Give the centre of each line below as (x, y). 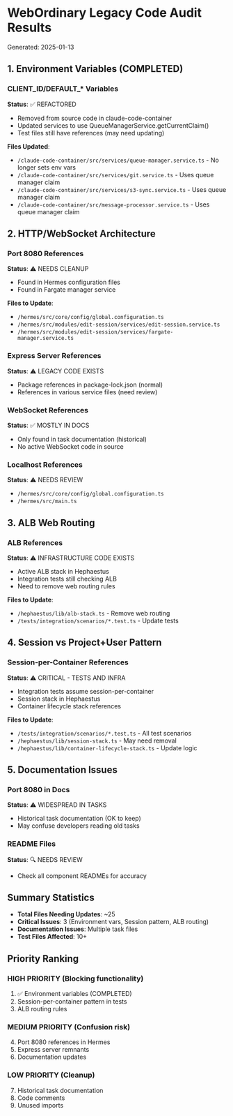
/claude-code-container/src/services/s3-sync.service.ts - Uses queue (122, 189)
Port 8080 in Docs (39, 789)
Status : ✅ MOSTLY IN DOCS (48, 425)
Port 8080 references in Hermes (64, 1042)
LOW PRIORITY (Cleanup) (51, 1075)
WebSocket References (48, 410)
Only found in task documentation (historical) (82, 439)
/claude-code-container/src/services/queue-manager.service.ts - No (118, 160)
